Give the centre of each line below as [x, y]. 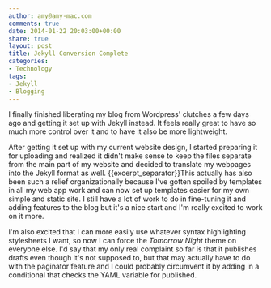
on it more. [26, 217]
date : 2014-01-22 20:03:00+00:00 [65, 31]
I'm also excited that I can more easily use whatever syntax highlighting [127, 232]
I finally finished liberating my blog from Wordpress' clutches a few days [129, 114]
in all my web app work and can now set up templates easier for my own [129, 191]
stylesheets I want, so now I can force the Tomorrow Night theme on [123, 241]
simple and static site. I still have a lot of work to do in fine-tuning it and [127, 199]
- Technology [30, 69]
